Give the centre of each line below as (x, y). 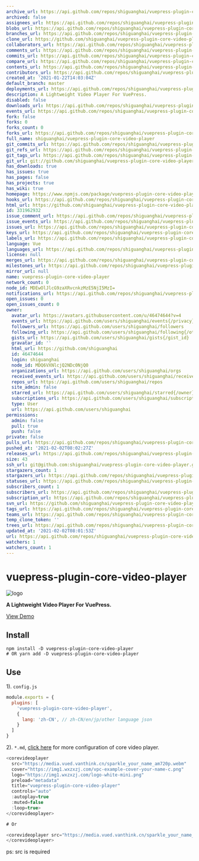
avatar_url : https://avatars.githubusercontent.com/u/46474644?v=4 (97, 316)
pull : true (25, 426)
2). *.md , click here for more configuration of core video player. (83, 748)
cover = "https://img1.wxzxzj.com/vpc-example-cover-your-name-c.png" (98, 769)
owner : (14, 310)
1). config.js (22, 686)
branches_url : (24, 34)
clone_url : (20, 39)
